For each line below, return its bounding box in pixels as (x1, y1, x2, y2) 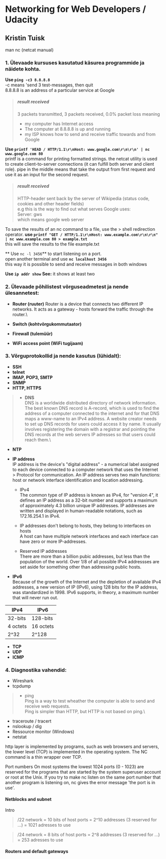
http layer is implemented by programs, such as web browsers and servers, (5, 743, 160, 750)
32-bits (7, 614, 26, 621)
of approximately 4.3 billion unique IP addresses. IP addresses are (19, 502, 155, 508)
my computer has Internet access (24, 121, 94, 127)
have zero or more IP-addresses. (19, 538, 87, 544)
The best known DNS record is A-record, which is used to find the (24, 405, 160, 411)
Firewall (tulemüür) (12, 330, 53, 336)
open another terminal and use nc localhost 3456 (5, 256, 107, 262)
